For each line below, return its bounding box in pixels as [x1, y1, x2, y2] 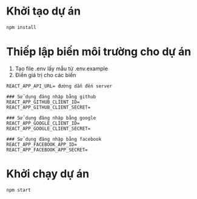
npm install [6, 24, 36, 30]
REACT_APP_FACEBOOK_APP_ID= [6, 141, 78, 147]
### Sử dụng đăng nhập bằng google [6, 115, 96, 121]
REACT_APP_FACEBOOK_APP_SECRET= [6, 147, 88, 153]
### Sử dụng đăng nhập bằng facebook [6, 136, 102, 142]
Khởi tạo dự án [6, 4, 81, 18]
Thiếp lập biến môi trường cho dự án [6, 45, 192, 58]
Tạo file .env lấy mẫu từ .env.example [15, 65, 108, 72]
